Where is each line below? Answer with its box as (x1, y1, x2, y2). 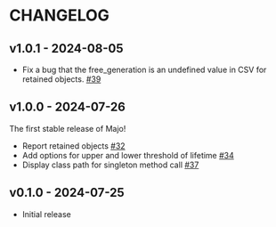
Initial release (21, 208, 71, 219)
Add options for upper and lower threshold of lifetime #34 (21, 150, 234, 160)
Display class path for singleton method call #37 (21, 159, 199, 170)
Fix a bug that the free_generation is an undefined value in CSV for (21, 64, 267, 75)
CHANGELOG (9, 5, 110, 26)
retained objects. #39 (21, 74, 101, 85)
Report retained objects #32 (21, 140, 126, 151)
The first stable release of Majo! (9, 123, 126, 134)
